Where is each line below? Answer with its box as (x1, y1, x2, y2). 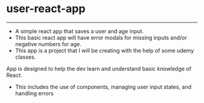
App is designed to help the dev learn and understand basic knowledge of (6, 65, 192, 72)
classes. (15, 53, 36, 61)
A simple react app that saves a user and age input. (15, 27, 144, 35)
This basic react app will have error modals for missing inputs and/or (15, 34, 187, 41)
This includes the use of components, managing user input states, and (15, 83, 192, 90)
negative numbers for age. (15, 40, 82, 47)
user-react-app (6, 2, 86, 16)
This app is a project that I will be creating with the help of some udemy (15, 47, 194, 54)
